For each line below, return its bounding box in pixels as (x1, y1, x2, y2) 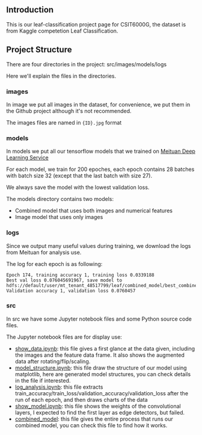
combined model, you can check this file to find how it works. (14, 421, 168, 429)
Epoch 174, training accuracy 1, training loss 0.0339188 (6, 272, 155, 278)
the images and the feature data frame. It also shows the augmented (14, 351, 185, 359)
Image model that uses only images (14, 214, 103, 221)
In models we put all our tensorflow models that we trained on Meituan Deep (6, 147, 195, 155)
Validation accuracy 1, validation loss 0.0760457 (6, 288, 136, 294)
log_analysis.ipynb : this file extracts (14, 383, 103, 390)
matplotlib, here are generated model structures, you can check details (14, 370, 191, 378)
